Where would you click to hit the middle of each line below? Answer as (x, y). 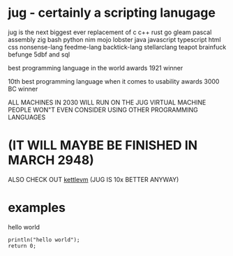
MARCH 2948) (51, 160)
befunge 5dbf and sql (39, 54)
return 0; (22, 246)
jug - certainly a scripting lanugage (112, 13)
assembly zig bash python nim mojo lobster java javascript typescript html (115, 39)
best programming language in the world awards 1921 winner (96, 68)
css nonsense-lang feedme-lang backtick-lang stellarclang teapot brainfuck (117, 47)
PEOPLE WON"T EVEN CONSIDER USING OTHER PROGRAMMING (103, 110)
